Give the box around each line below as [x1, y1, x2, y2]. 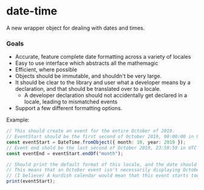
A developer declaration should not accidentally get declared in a [24, 92, 188, 99]
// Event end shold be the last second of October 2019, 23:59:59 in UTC [6, 145, 197, 151]
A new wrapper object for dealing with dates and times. [6, 24, 145, 31]
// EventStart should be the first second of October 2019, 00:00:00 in [6, 134, 194, 140]
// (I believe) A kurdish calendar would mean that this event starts [6, 172, 189, 179]
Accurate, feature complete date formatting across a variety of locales [15, 53, 191, 61]
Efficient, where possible [15, 66, 78, 73]
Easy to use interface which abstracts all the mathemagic [15, 59, 158, 67]
